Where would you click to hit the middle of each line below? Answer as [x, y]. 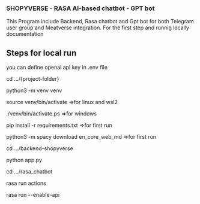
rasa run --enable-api [33, 195]
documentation [25, 34]
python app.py [24, 160]
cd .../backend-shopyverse [40, 148]
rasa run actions [26, 183]
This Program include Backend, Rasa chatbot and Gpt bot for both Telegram [100, 22]
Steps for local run [41, 53]
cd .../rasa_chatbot [29, 172]
